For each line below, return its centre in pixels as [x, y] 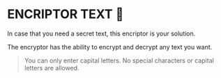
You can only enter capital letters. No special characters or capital [119, 60]
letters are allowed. [52, 68]
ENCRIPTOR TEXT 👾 [66, 14]
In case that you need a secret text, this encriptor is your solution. [101, 33]
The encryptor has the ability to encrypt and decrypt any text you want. [110, 47]
